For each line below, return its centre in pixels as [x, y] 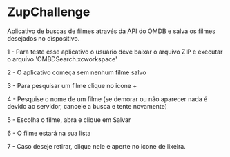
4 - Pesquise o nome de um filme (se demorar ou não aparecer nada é [107, 99]
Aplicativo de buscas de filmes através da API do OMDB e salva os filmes [112, 31]
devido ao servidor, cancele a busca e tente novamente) [87, 106]
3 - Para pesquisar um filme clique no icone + [72, 85]
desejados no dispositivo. [44, 38]
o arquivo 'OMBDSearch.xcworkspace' [62, 59]
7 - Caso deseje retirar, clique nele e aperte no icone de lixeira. [97, 146]
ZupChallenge [49, 12]
